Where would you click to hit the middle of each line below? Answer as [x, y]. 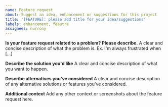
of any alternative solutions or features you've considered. [66, 84]
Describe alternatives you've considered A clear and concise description [83, 79]
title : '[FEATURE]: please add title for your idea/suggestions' [75, 19]
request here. [19, 99]
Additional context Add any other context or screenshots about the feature [84, 94]
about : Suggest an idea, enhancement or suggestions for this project [81, 15]
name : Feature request [29, 10]
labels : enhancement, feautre [37, 24]
